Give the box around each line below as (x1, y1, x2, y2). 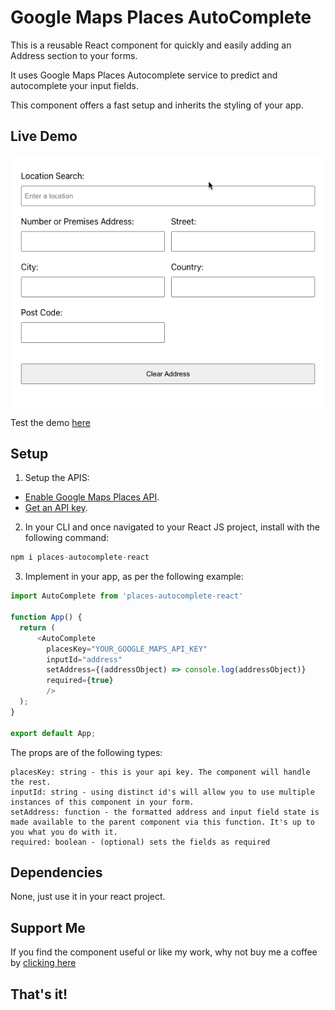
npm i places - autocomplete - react (10, 552, 150, 563)
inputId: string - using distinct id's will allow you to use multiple (10, 787, 315, 797)
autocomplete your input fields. (10, 79, 139, 91)
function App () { (10, 612, 83, 623)
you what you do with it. (10, 827, 118, 837)
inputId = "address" (46, 654, 123, 665)
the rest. (10, 777, 52, 787)
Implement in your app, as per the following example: (24, 571, 244, 583)
